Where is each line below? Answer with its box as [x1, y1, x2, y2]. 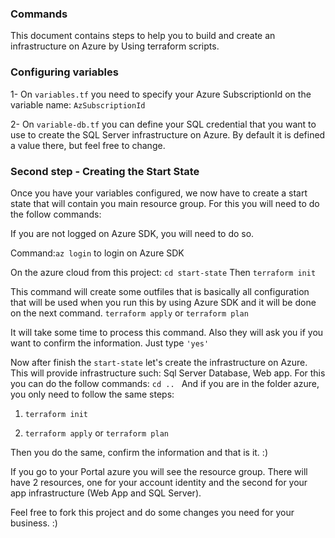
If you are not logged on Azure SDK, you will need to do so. [10, 227, 255, 239]
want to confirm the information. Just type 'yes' [10, 337, 210, 349]
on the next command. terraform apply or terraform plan [10, 307, 249, 319]
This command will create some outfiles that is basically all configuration [10, 285, 310, 297]
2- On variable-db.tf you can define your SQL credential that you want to [10, 118, 317, 130]
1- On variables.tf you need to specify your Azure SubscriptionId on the [10, 88, 312, 100]
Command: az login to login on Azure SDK [10, 247, 185, 259]
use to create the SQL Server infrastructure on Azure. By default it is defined [10, 128, 326, 141]
